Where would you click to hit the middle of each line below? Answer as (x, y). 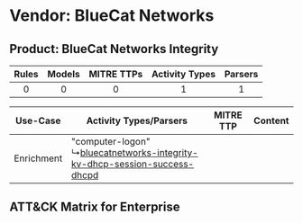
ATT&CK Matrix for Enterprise (95, 207)
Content (271, 120)
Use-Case (38, 120)
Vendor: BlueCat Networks (112, 16)
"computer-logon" (110, 142)
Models (64, 74)
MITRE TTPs (116, 74)
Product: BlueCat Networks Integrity (114, 49)
